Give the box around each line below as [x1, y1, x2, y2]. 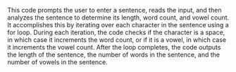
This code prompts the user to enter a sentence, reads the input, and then [7, 6, 222, 14]
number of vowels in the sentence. [7, 58, 108, 66]
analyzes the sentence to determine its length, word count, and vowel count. [7, 13, 230, 22]
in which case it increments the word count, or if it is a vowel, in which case [7, 36, 227, 44]
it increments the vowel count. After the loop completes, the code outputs [7, 43, 221, 51]
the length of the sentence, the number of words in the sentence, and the [7, 50, 221, 59]
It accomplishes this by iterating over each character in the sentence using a [7, 21, 229, 29]
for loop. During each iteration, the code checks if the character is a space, [7, 28, 225, 36]
